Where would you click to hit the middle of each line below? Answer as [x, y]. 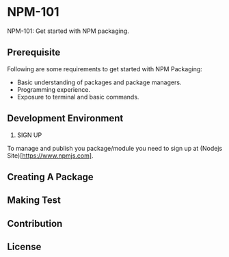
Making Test [34, 200]
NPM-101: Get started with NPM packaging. [68, 31]
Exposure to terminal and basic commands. [78, 97]
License [24, 247]
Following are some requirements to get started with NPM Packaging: [105, 69]
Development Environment [65, 118]
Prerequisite [34, 52]
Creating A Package [50, 176]
